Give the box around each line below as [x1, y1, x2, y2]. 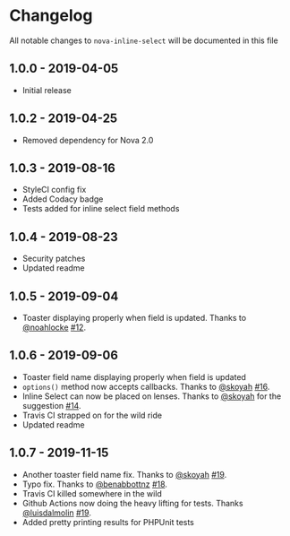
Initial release [21, 84, 72, 95]
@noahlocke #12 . [21, 322, 87, 333]
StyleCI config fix [21, 185, 87, 195]
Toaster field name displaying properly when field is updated [21, 371, 246, 382]
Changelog [9, 5, 93, 26]
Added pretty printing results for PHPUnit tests [21, 516, 195, 527]
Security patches [21, 253, 86, 264]
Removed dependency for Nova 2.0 [21, 134, 154, 145]
